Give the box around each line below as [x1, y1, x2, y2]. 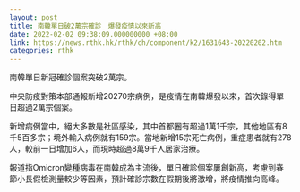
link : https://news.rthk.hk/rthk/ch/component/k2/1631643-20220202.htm [9, 38, 282, 47]
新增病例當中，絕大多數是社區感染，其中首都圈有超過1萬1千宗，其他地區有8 [9, 121, 288, 132]
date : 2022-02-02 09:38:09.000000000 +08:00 [9, 29, 178, 38]
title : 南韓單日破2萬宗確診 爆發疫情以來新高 [9, 21, 162, 30]
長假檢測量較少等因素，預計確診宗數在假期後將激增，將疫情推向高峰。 [24, 173, 284, 184]
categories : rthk [9, 46, 74, 55]
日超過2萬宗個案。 [9, 102, 78, 113]
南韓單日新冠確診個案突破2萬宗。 [9, 72, 133, 83]
